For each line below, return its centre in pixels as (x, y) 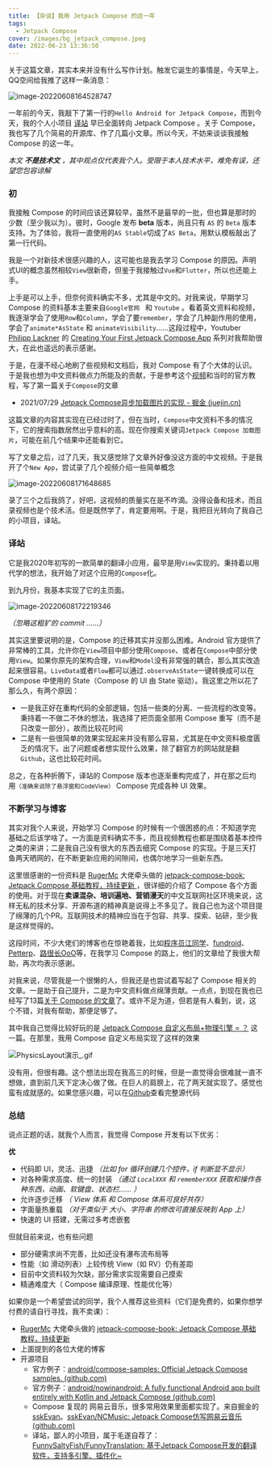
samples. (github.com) (69, 1378)
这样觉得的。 (36, 926)
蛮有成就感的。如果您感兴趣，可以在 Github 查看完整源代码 (104, 1093)
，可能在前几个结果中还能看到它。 (71, 440)
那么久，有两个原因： (44, 690)
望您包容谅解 (29, 171)
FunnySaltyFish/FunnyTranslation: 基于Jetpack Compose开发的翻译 (144, 1445)
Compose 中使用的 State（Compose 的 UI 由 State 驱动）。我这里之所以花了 (133, 680)
